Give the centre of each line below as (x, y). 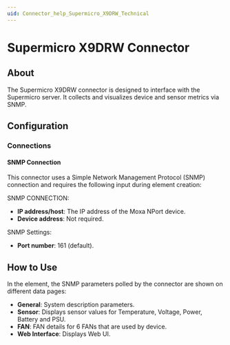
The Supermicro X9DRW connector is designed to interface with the (104, 90)
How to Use (32, 267)
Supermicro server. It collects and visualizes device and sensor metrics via (113, 97)
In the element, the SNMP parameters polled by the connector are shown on (115, 284)
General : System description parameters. (76, 304)
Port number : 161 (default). (55, 246)
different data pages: (37, 291)
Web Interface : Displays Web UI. (64, 334)
